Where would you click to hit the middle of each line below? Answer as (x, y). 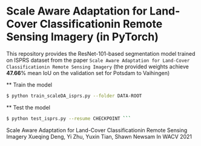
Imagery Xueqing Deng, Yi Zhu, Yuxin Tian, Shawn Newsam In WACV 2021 (99, 136)
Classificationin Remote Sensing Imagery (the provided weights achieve (98, 66)
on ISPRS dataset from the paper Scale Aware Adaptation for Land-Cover (98, 60)
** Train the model (29, 85)
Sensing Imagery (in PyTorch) (82, 37)
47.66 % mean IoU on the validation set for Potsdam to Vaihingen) (88, 73)
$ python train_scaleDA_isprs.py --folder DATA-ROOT (74, 96)
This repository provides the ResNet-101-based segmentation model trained (101, 53)
